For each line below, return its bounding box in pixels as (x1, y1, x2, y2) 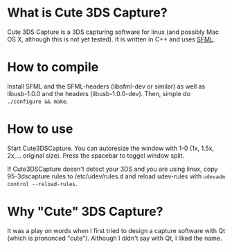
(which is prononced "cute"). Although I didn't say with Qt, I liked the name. (7, 234, 222, 242)
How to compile (7, 59, 99, 75)
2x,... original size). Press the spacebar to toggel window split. (7, 151, 185, 160)
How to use (7, 121, 73, 137)
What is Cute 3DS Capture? (7, 5, 168, 21)
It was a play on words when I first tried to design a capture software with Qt (7, 226, 226, 234)
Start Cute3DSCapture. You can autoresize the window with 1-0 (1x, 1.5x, (7, 144, 215, 152)
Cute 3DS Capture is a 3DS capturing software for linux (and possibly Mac (7, 28, 220, 36)
